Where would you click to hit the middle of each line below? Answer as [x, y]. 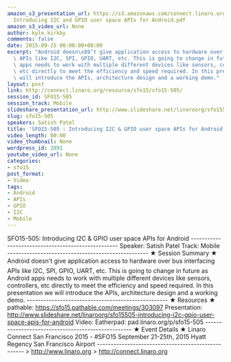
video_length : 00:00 [37, 135]
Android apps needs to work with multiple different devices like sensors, [109, 278]
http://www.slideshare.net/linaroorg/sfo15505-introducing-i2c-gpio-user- [111, 314]
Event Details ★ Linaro [174, 329]
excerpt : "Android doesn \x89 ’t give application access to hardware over [115, 52]
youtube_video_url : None [43, 155]
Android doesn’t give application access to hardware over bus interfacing [111, 261]
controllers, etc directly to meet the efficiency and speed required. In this [110, 285]
